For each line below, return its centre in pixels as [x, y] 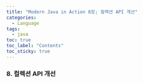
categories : [21, 18]
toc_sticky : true [28, 51]
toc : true [19, 40]
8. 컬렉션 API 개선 [31, 73]
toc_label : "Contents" [35, 46]
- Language [26, 23]
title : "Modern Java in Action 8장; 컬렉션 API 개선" [72, 12]
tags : [13, 29]
